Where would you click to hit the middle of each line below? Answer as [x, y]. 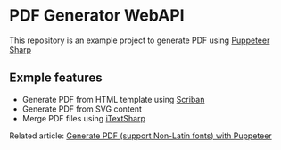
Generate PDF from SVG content [82, 109]
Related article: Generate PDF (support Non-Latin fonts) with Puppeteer [140, 136]
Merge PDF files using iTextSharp [83, 118]
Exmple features [56, 78]
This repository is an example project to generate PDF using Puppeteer [140, 40]
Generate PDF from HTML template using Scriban [113, 99]
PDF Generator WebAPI [97, 16]
